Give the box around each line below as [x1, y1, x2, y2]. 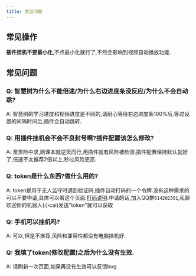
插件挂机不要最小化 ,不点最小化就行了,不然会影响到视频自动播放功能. [6, 48, 171, 56]
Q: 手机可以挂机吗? [6, 217, 60, 226]
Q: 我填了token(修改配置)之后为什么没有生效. [6, 248, 135, 256]
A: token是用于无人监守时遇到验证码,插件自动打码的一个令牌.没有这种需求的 [6, 187, 190, 194]
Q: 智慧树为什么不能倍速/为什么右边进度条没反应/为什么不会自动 [6, 87, 188, 95]
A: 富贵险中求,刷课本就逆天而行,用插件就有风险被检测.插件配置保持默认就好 [6, 148, 188, 155]
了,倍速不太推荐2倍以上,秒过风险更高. [6, 156, 97, 163]
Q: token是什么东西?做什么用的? [6, 172, 99, 180]
